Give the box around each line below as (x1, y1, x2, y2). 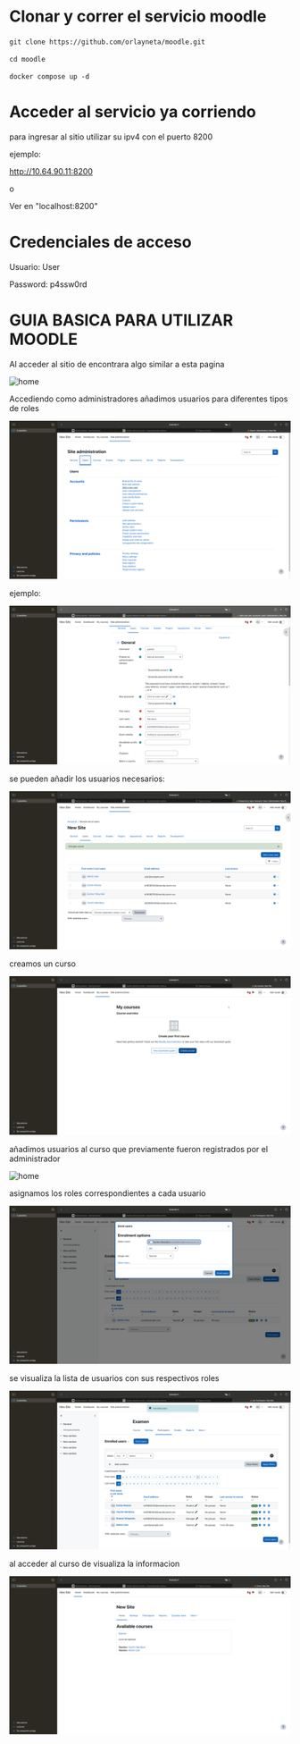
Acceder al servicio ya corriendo (9, 102, 256, 122)
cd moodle (9, 55, 46, 63)
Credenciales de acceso (9, 232, 192, 252)
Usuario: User (9, 261, 61, 272)
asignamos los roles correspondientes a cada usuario (9, 1187, 206, 1199)
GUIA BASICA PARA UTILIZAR (9, 310, 234, 330)
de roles (9, 402, 40, 413)
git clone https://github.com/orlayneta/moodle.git (9, 38, 205, 46)
